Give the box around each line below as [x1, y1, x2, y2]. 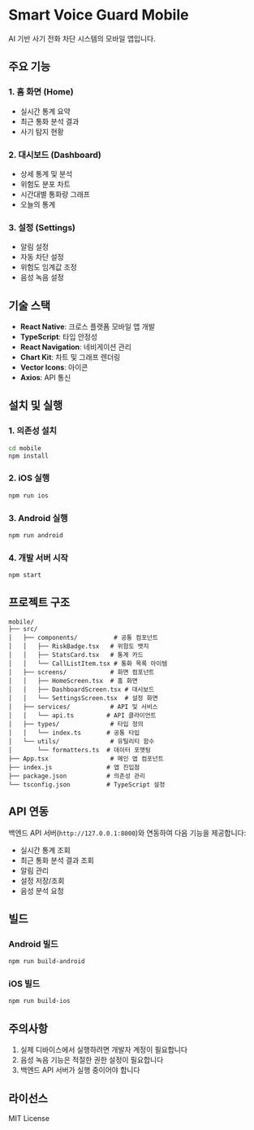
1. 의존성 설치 [8, 425, 58, 436]
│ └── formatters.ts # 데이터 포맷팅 [8, 746, 152, 754]
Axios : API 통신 [19, 373, 71, 383]
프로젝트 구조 [8, 596, 71, 610]
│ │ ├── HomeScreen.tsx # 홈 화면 [8, 677, 138, 685]
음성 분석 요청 [19, 886, 64, 896]
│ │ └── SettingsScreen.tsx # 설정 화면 [8, 694, 158, 702]
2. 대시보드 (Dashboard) [8, 149, 101, 160]
